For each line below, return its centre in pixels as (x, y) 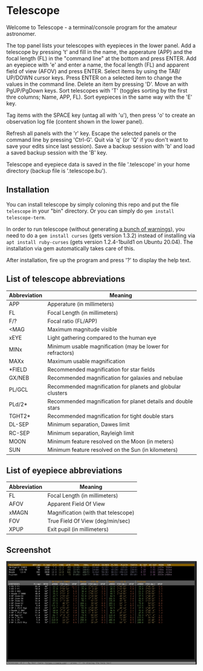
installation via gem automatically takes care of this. (71, 248)
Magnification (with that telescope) (91, 512)
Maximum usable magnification (86, 361)
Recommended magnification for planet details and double (120, 401)
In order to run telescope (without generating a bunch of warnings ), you (96, 229)
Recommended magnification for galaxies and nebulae (115, 378)
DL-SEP (19, 425)
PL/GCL (18, 390)
